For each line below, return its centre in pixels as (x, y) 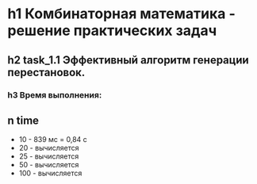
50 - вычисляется (49, 165)
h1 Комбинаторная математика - (121, 14)
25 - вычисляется (49, 156)
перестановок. (46, 72)
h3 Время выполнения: (55, 94)
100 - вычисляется (50, 173)
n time (23, 120)
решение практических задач (112, 31)
